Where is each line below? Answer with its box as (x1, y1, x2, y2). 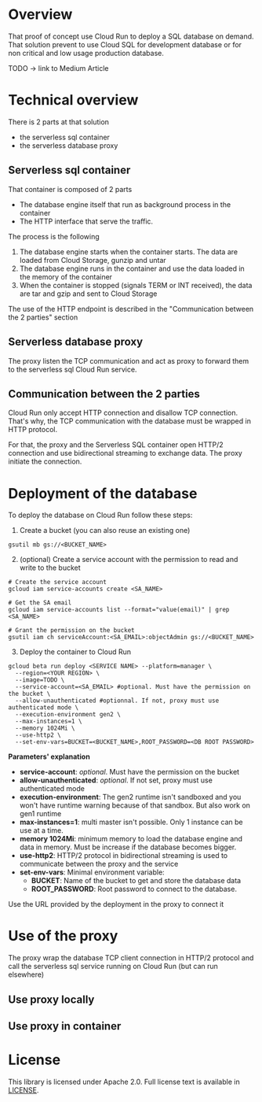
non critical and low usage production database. (8, 48, 165, 57)
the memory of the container (19, 272, 112, 281)
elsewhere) (8, 970, 45, 979)
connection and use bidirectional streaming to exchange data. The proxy (8, 449, 243, 458)
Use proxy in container (8, 1019, 122, 1033)
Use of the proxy (8, 927, 118, 945)
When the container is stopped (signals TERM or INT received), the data (19, 280, 253, 290)
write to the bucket (19, 563, 81, 572)
